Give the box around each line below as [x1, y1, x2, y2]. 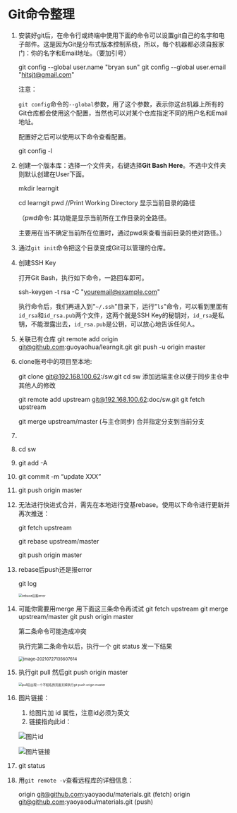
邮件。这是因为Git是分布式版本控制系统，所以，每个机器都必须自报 [24, 39, 219, 48]
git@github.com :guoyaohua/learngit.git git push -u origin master [18, 343, 206, 351]
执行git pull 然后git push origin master [18, 668, 128, 676]
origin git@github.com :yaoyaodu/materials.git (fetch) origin [18, 790, 190, 798]
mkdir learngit [18, 184, 59, 192]
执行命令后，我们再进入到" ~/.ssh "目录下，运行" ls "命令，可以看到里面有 [18, 302, 229, 310]
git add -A [18, 458, 48, 467]
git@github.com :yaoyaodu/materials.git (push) [18, 797, 154, 806]
